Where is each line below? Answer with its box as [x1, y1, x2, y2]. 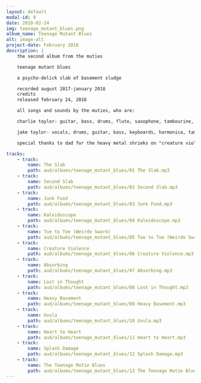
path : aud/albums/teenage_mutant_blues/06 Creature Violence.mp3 [28, 251, 194, 257]
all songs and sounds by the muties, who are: [17, 108, 135, 114]
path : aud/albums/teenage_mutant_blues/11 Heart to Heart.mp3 [28, 335, 186, 341]
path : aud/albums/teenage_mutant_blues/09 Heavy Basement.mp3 [28, 301, 186, 307]
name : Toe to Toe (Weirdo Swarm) [28, 229, 111, 235]
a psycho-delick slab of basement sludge [17, 75, 121, 81]
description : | [6, 48, 44, 54]
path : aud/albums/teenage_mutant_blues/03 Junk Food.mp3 [28, 201, 172, 207]
